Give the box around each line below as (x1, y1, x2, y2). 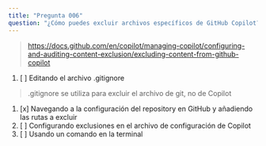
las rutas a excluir (19, 112, 78, 121)
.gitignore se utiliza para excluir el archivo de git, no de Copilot (27, 88, 232, 98)
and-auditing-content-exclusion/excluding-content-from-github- (27, 49, 239, 59)
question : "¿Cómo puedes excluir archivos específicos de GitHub (8, 19, 228, 27)
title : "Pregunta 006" (8, 11, 83, 20)
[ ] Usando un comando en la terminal (19, 129, 143, 139)
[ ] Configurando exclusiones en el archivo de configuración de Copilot (19, 121, 252, 130)
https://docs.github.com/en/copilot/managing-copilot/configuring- (27, 40, 245, 50)
